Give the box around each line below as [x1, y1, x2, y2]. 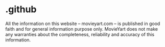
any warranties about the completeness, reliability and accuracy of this [5, 31, 155, 37]
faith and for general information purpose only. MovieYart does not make [5, 26, 158, 32]
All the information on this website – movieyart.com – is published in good [5, 20, 160, 27]
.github [5, 4, 37, 15]
